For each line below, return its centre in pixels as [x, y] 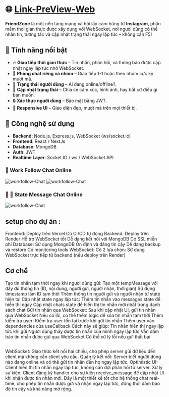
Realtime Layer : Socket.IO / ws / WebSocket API [63, 157]
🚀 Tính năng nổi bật [36, 50]
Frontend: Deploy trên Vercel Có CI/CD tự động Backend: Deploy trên [77, 233]
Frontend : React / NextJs [39, 141]
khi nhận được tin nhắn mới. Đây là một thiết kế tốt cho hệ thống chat [77, 378]
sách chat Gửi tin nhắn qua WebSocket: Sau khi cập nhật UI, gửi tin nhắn [80, 310]
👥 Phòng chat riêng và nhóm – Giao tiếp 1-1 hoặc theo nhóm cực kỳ [83, 73]
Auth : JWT [24, 152]
